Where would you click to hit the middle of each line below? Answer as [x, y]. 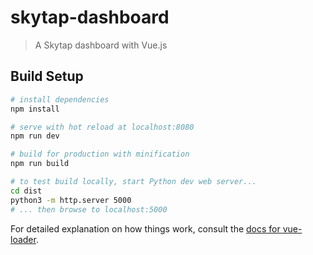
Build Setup [47, 76]
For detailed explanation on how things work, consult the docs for [145, 228]
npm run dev [35, 136]
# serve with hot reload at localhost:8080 [102, 127]
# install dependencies [60, 99]
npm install [35, 109]
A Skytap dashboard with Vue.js [101, 45]
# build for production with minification [100, 154]
